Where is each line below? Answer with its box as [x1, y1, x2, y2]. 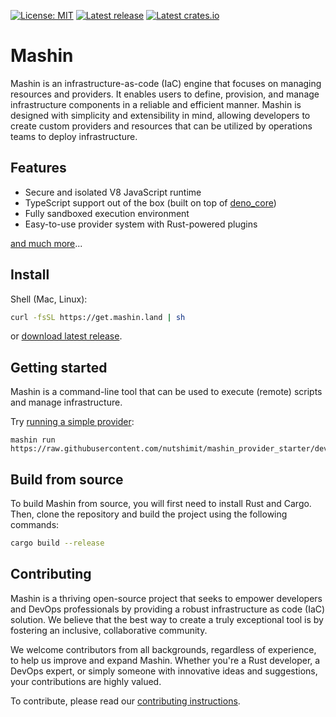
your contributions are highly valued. [10, 675, 162, 687]
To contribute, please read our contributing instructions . [10, 695, 241, 707]
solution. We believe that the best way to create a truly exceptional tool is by [10, 613, 324, 625]
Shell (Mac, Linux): [10, 293, 88, 305]
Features [10, 160, 67, 177]
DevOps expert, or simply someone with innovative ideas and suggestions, [10, 665, 318, 677]
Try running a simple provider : [10, 416, 135, 428]
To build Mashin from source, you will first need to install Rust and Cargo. [10, 498, 312, 510]
